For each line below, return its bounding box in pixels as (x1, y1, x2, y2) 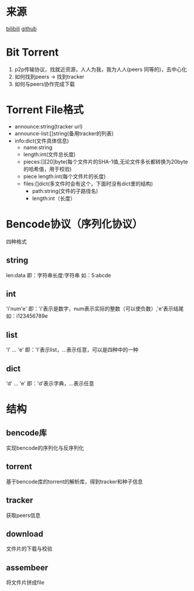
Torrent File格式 (6, 103, 84, 117)
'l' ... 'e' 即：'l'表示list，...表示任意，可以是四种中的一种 (6, 347, 139, 354)
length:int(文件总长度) (23, 151, 76, 158)
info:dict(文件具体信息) (14, 137, 69, 144)
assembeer (6, 562, 49, 572)
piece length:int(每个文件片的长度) (23, 172, 106, 179)
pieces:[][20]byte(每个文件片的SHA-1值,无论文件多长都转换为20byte (23, 158, 189, 165)
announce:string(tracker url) (14, 123, 83, 130)
